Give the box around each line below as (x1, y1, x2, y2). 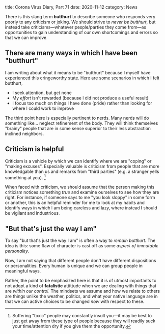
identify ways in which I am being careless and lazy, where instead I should (5, 205, 157, 211)
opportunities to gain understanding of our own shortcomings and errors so (5, 30, 158, 35)
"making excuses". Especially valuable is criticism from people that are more (5, 163, 160, 169)
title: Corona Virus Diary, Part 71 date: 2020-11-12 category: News (5, 4, 137, 10)
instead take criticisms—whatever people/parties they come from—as (5, 24, 146, 30)
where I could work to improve (12, 105, 74, 111)
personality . (5, 248, 29, 254)
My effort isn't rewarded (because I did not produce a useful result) (12, 95, 149, 100)
